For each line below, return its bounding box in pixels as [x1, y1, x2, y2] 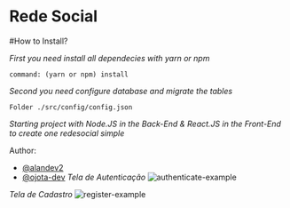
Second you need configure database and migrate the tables [9, 85, 233, 96]
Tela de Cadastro [9, 188, 73, 199]
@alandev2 [21, 162, 64, 172]
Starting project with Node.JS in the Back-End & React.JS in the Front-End [9, 118, 282, 129]
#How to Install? [9, 36, 68, 46]
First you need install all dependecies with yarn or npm [9, 52, 210, 63]
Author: [9, 145, 37, 156]
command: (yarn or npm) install [9, 69, 129, 79]
